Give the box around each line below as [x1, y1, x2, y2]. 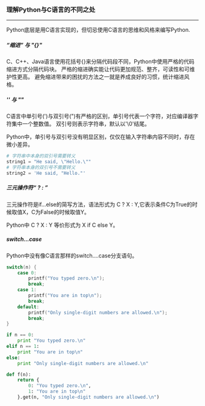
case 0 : [17, 270, 37, 276]
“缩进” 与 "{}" [6, 41, 43, 48]
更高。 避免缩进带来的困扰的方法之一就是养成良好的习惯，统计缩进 [16, 73, 184, 81]
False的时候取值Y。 [40, 208, 90, 215]
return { [17, 377, 40, 383]
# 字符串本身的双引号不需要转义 [6, 164, 76, 171]
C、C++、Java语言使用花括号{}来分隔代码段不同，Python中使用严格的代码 [6, 58, 195, 65]
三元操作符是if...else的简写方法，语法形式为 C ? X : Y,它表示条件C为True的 [6, 201, 192, 208]
